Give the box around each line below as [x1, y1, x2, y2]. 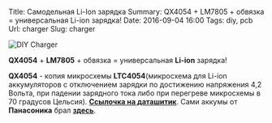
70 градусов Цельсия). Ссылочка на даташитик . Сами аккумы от [8, 97, 238, 106]
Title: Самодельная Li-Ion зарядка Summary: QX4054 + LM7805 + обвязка [8, 7, 265, 16]
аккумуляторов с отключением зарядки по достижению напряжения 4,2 [8, 80, 262, 89]
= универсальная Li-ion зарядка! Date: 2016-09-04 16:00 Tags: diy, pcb [8, 15, 253, 25]
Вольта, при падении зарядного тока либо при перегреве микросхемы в [8, 88, 261, 98]
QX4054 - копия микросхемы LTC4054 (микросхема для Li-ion [8, 71, 227, 80]
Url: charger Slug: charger [8, 24, 96, 33]
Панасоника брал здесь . [8, 105, 96, 115]
